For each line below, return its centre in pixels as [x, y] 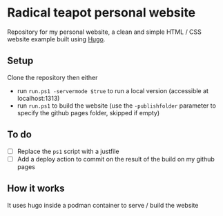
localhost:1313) [38, 98]
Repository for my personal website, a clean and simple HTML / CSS [105, 32]
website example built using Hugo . [56, 39]
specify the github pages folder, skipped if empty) [88, 112]
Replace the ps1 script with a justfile [68, 151]
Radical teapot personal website [101, 13]
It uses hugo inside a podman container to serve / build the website [103, 205]
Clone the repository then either [52, 77]
